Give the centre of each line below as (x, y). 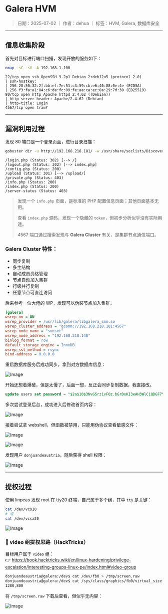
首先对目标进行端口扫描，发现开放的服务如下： (53, 58)
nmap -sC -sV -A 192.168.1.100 (38, 68)
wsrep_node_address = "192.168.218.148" (48, 336)
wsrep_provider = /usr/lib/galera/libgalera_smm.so (60, 322)
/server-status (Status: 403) (37, 191)
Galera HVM (31, 9)
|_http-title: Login (27, 103)
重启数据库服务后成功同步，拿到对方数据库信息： (55, 364)
